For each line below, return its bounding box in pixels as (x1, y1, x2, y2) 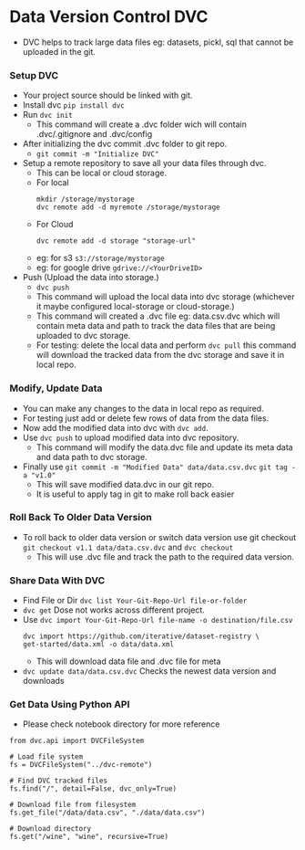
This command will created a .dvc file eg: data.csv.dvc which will (36, 310, 280, 321)
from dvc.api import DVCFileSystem (9, 737, 145, 746)
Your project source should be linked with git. (22, 89, 193, 101)
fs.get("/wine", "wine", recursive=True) (9, 833, 169, 842)
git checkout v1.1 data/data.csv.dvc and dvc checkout (22, 541, 234, 552)
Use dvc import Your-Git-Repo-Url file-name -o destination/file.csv (22, 614, 293, 625)
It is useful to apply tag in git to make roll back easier (36, 488, 235, 499)
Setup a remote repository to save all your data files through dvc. (22, 158, 267, 169)
